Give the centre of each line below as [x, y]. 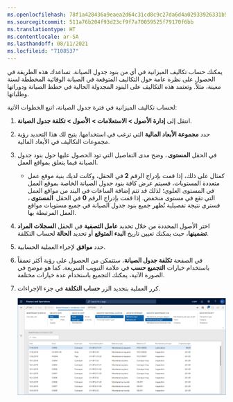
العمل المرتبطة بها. [52, 212]
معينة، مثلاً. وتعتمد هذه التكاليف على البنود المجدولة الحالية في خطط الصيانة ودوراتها [114, 86]
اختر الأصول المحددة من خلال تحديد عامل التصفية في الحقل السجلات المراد [113, 226]
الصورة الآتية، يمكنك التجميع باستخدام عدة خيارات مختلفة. [91, 275]
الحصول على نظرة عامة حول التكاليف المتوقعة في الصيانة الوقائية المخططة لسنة [111, 79]
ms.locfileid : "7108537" [43, 51]
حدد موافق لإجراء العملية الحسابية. [61, 247]
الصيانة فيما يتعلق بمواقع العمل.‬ [58, 162]
